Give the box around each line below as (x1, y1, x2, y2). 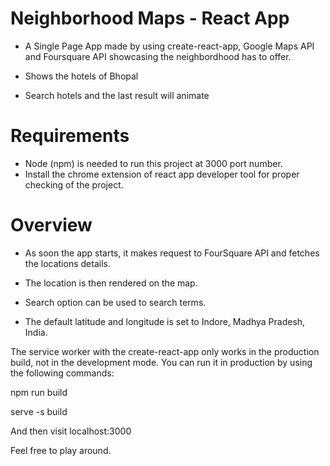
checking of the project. (24, 178, 124, 191)
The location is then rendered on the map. (24, 277, 198, 289)
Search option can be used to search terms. (24, 296, 207, 308)
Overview (10, 214, 93, 237)
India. (24, 326, 48, 338)
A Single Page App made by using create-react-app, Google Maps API (24, 40, 315, 52)
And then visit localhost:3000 (10, 425, 132, 437)
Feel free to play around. (10, 444, 112, 456)
